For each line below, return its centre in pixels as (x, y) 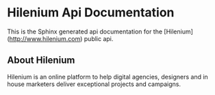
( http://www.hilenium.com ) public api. (60, 38)
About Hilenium (41, 60)
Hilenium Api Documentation (91, 13)
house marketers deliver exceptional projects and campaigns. (94, 84)
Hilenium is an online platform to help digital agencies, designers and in (108, 77)
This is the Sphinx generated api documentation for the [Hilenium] (100, 31)
